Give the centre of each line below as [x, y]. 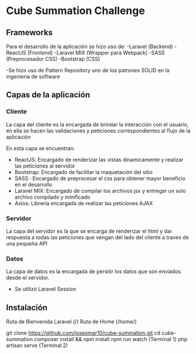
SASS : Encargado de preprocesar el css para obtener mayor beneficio [100, 178]
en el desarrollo [33, 184]
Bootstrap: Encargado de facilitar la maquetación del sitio [84, 172]
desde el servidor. [28, 278]
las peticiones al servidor [45, 166]
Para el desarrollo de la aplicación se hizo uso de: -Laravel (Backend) [90, 46]
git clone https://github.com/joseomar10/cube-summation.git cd [83, 333]
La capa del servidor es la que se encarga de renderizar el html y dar [89, 231]
